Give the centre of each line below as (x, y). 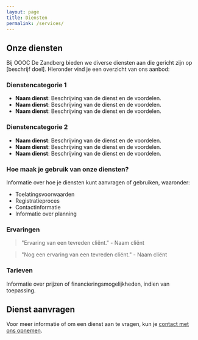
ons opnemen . (24, 331)
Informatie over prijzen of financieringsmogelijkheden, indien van (88, 284)
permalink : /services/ (35, 23)
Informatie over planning (46, 214)
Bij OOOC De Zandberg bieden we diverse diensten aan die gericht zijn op (99, 63)
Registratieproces (37, 201)
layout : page (23, 12)
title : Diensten (27, 18)
